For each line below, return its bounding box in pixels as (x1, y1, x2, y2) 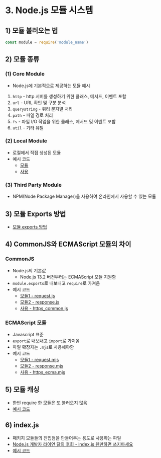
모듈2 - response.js (20, 299, 60, 305)
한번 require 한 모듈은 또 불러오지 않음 (12, 400, 88, 406)
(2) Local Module (5, 137, 48, 144)
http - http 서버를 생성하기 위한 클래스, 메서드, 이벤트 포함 (12, 93, 126, 99)
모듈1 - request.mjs (20, 356, 59, 362)
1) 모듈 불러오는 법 (5, 26, 58, 35)
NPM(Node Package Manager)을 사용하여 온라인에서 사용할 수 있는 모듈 (12, 193, 156, 199)
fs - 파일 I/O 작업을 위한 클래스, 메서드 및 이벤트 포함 (12, 118, 116, 124)
